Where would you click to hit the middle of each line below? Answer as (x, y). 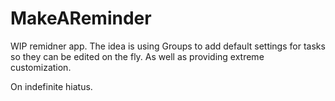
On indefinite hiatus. (51, 86)
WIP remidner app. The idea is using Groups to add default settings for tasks (168, 46)
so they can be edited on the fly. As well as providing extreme (137, 56)
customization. (41, 67)
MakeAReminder (81, 18)
